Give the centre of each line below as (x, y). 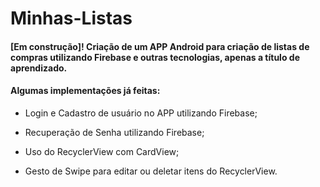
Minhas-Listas (71, 18)
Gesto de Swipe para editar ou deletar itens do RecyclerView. (151, 171)
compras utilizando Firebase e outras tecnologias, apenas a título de (155, 57)
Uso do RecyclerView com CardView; (102, 151)
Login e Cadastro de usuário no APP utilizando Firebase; (141, 113)
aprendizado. (39, 68)
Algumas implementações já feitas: (85, 91)
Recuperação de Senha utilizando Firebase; (114, 132)
